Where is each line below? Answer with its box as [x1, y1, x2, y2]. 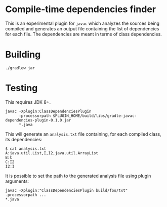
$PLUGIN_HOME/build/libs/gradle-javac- [53, 113, 137, 118]
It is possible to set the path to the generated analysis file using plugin [5, 173, 151, 179]
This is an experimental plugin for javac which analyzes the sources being [5, 20, 160, 26]
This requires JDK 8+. [5, 99, 51, 105]
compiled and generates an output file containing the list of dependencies [5, 25, 159, 31]
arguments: [5, 178, 29, 184]
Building [5, 49, 41, 60]
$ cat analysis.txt [5, 146, 47, 151]
